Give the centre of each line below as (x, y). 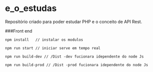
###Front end (19, 31)
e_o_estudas (31, 8)
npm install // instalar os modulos (44, 40)
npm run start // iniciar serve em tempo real (53, 48)
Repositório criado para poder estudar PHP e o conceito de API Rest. (74, 22)
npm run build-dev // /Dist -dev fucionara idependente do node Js (75, 56)
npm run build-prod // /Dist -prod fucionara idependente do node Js (77, 65)
